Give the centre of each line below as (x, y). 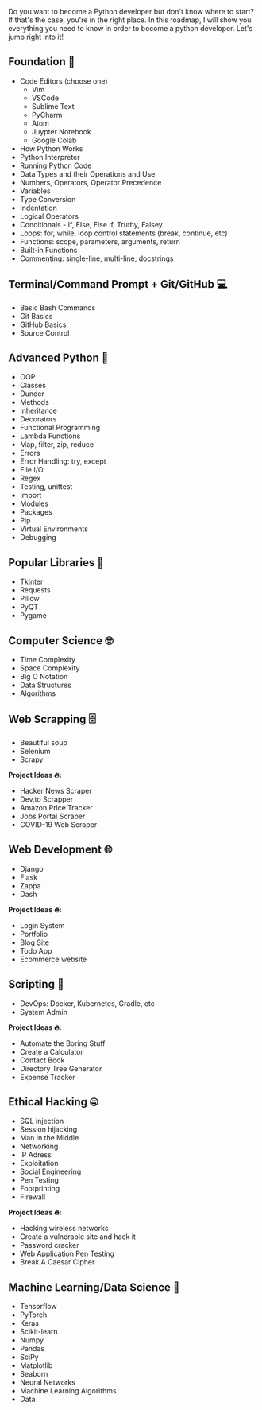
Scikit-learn (39, 1332)
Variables (35, 191)
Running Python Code (56, 165)
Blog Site (35, 942)
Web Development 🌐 (60, 850)
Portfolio (34, 934)
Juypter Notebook (61, 131)
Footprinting (40, 1189)
